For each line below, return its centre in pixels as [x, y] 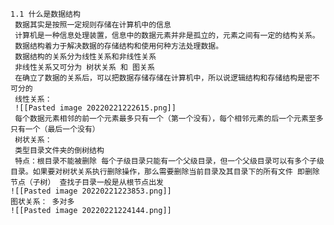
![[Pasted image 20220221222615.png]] [95, 108]
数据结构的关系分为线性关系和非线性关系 [85, 57]
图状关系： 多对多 [42, 202]
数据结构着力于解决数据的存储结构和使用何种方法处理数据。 [119, 46]
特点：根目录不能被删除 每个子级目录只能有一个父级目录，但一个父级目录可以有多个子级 [169, 161]
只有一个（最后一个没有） [55, 129]
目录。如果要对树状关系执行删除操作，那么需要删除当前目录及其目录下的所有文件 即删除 [165, 172]
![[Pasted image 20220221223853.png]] [91, 191]
